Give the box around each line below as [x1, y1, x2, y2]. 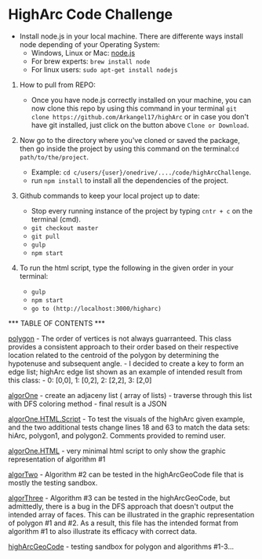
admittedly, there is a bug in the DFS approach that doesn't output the [8, 501, 234, 511]
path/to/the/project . [19, 152, 89, 162]
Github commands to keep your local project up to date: [19, 191, 200, 200]
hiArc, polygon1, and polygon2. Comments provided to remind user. [8, 430, 226, 440]
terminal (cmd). [31, 214, 81, 224]
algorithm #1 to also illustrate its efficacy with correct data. [8, 526, 198, 535]
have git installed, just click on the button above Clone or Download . [31, 120, 249, 130]
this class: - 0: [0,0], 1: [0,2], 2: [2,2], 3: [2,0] [8, 375, 152, 385]
